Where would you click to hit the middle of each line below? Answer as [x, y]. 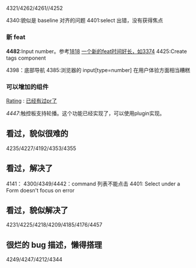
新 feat [16, 37]
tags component [26, 58]
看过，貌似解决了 [37, 210]
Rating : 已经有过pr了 [32, 100]
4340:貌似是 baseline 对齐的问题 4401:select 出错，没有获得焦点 [85, 21]
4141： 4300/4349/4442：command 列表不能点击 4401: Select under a [93, 184]
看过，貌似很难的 [37, 134]
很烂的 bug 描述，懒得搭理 [54, 245]
